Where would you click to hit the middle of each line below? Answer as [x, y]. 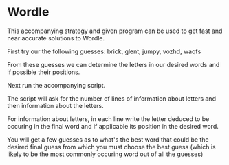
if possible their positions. [44, 72]
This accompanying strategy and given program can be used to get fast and [115, 31]
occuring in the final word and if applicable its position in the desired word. [113, 126]
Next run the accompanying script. [56, 85]
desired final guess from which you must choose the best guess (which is [111, 147]
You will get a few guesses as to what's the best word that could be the [108, 139]
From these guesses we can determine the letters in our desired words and [113, 64]
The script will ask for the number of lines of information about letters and [112, 98]
